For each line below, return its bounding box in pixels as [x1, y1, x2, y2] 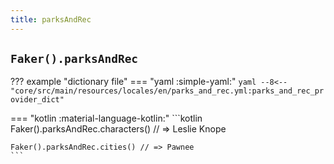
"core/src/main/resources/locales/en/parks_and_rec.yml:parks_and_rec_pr [10, 86, 325, 96]
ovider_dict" [10, 95, 65, 105]
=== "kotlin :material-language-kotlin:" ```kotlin [10, 112, 203, 125]
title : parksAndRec [10, 14, 92, 25]
